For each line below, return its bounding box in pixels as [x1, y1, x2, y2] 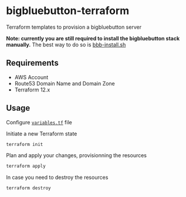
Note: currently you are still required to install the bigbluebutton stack [6, 35, 180, 42]
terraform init [6, 141, 43, 147]
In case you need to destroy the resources [6, 174, 109, 181]
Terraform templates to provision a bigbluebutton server [6, 23, 142, 30]
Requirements [6, 58, 59, 68]
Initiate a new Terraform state [6, 130, 77, 137]
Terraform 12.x [14, 86, 50, 93]
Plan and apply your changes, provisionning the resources [6, 152, 147, 159]
